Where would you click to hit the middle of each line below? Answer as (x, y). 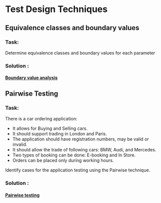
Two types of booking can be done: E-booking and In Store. (74, 155)
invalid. (20, 144)
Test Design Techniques (56, 9)
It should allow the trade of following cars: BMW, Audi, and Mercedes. (84, 150)
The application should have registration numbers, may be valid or (80, 139)
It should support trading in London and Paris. (60, 134)
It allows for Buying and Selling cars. (50, 128)
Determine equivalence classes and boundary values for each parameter (80, 53)
